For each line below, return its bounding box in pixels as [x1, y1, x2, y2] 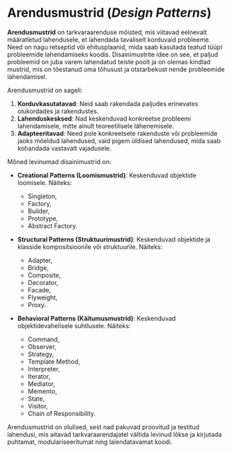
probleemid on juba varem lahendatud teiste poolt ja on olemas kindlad [7, 57, 211, 66]
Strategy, [27, 350, 54, 358]
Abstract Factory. [27, 221, 78, 230]
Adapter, [27, 256, 53, 265]
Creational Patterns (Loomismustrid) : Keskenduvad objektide [17, 171, 196, 179]
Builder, [27, 207, 50, 215]
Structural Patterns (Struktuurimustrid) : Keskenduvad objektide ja [17, 235, 211, 244]
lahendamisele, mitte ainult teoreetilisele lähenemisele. [17, 121, 174, 130]
